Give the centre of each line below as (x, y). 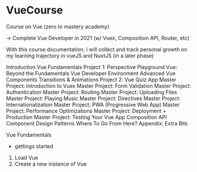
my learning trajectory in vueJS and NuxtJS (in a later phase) (80, 55)
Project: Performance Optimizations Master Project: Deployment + (86, 111)
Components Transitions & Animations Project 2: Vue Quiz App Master (91, 80)
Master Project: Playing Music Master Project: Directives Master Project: (94, 98)
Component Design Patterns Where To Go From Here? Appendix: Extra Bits (97, 123)
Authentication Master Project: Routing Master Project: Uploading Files (92, 92)
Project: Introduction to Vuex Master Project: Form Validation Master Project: (98, 85)
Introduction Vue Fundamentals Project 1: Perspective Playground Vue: (92, 67)
